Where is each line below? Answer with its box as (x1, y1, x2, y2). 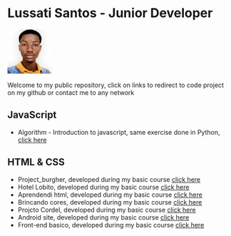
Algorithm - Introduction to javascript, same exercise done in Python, (17, 128, 220, 136)
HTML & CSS (7, 156, 66, 168)
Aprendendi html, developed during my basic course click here (17, 190, 203, 199)
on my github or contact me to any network (7, 88, 135, 97)
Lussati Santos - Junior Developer (7, 5, 213, 21)
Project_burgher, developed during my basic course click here (17, 175, 201, 183)
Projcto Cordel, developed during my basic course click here (17, 205, 196, 214)
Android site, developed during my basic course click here (17, 212, 190, 222)
